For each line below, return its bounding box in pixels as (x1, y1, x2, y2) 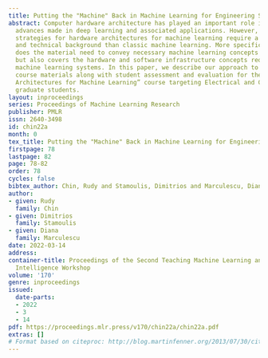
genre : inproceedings (8, 278, 81, 287)
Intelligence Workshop (15, 264, 91, 272)
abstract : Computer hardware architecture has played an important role (8, 19, 255, 27)
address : (8, 249, 37, 257)
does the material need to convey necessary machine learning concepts (15, 49, 259, 57)
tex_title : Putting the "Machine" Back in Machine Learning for (8, 137, 227, 146)
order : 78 (8, 167, 41, 175)
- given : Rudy (8, 197, 56, 205)
